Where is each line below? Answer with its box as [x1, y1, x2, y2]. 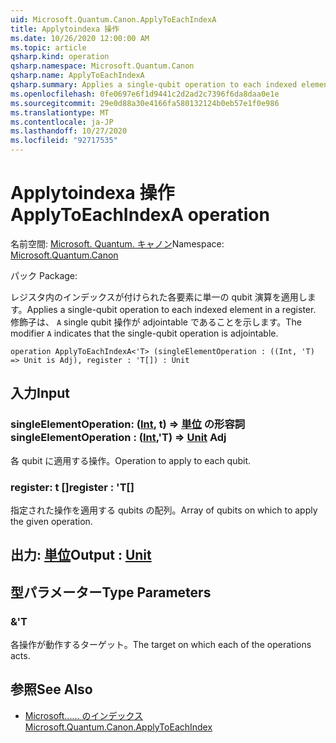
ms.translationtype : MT [10, 107, 110, 118]
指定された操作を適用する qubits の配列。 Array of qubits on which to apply [10, 504, 318, 516]
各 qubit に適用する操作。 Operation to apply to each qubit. [10, 454, 252, 466]
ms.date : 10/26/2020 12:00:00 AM [10, 33, 150, 43]
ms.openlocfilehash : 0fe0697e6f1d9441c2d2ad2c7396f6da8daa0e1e [10, 89, 280, 99]
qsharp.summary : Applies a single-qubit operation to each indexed [10, 80, 298, 90]
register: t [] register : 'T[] [10, 480, 135, 494]
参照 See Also [10, 681, 93, 698]
